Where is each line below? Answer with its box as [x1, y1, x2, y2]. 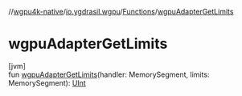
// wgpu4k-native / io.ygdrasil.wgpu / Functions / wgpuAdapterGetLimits [8, 7, 234, 16]
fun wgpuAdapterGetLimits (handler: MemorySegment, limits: [8, 70, 210, 79]
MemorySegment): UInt [8, 78, 86, 87]
